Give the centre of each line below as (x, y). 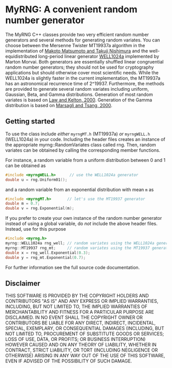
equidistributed (21, 56)
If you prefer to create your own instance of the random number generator (84, 218)
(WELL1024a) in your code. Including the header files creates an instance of (85, 139)
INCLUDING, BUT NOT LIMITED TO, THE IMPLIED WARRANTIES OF (76, 306)
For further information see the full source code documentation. (72, 267)
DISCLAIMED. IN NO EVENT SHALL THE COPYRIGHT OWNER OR (74, 318)
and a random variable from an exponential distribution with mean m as (80, 189)
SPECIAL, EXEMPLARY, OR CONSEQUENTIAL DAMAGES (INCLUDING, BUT (85, 329)
